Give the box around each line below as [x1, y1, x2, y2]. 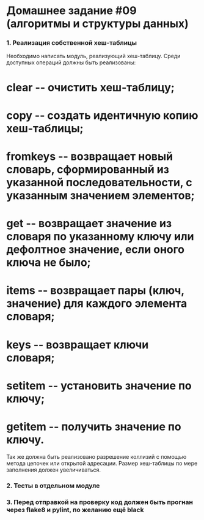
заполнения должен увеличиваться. [6, 466, 101, 473]
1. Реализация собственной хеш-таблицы [6, 39, 137, 47]
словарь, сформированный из [6, 163, 170, 176]
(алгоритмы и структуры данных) [6, 17, 189, 31]
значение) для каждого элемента [6, 296, 188, 311]
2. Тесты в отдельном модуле [6, 481, 100, 490]
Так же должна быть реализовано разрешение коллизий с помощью [6, 453, 187, 460]
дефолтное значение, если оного [6, 243, 185, 257]
